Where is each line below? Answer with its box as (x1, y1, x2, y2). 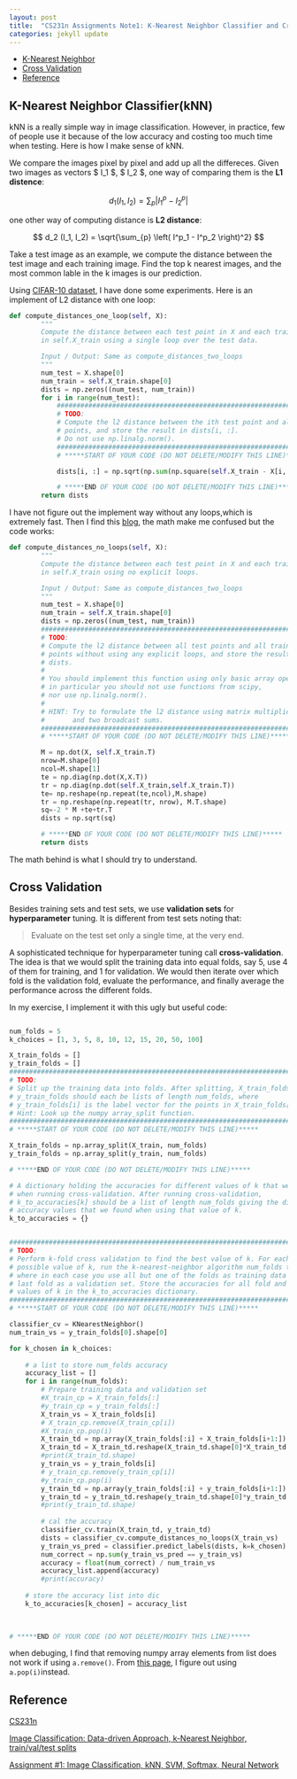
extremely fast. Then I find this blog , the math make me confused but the (9, 517, 275, 527)
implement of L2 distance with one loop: (9, 294, 156, 305)
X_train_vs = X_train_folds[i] (41, 1410, 156, 1418)
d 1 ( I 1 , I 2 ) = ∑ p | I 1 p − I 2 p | (109, 194, 188, 208)
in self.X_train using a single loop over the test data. (41, 336, 259, 346)
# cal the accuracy (41, 1517, 113, 1527)
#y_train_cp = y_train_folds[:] (41, 1402, 161, 1410)
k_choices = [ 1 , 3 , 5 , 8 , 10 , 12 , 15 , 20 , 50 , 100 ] (9, 1035, 204, 1044)
